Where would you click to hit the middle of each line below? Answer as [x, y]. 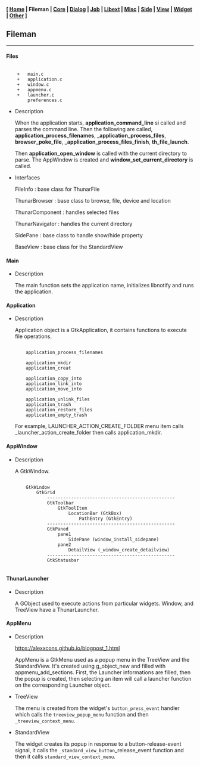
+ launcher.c [36, 95]
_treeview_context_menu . [45, 721]
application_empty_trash [57, 415]
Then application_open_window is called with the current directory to [101, 153]
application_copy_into [54, 379]
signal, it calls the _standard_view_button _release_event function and [99, 751]
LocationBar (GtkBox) [95, 513]
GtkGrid [46, 492]
